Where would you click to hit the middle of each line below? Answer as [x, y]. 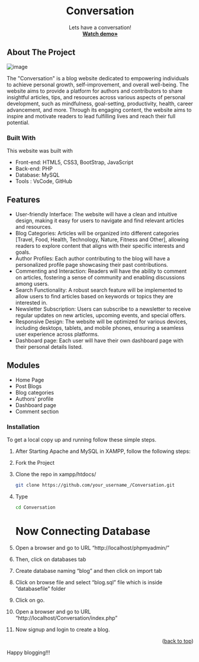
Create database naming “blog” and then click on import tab [89, 570]
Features [23, 200]
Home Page [30, 380]
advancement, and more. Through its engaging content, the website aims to [99, 110]
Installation [23, 427]
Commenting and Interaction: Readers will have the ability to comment [101, 271]
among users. [32, 283]
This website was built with [40, 151]
